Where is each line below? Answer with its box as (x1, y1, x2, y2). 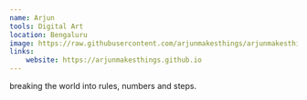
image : (9, 38, 35, 48)
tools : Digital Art (9, 22, 84, 31)
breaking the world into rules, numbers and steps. (9, 81, 197, 91)
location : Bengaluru (9, 30, 89, 39)
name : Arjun (9, 13, 55, 23)
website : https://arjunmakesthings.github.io (26, 55, 203, 65)
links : (9, 47, 35, 56)
